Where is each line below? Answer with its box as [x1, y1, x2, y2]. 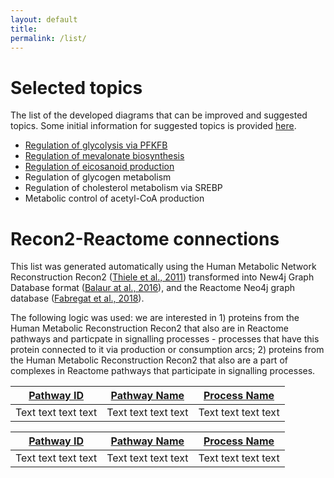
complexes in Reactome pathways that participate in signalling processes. [10, 365, 316, 377]
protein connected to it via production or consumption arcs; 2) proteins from [10, 344, 325, 356]
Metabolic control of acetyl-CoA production [24, 192, 205, 205]
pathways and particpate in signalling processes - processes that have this [10, 333, 320, 345]
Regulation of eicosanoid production [24, 161, 175, 173]
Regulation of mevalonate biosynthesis [24, 150, 185, 162]
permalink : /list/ [10, 33, 87, 43]
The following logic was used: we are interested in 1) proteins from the [10, 312, 300, 324]
